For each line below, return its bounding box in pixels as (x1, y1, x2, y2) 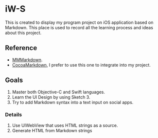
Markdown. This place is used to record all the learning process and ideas (5, 24, 153, 30)
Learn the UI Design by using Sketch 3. (12, 94, 90, 100)
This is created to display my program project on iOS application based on (5, 19, 154, 25)
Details (5, 111, 22, 118)
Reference (5, 44, 37, 52)
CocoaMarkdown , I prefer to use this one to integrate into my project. (12, 62, 151, 68)
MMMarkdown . (12, 57, 43, 63)
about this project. (5, 30, 42, 35)
